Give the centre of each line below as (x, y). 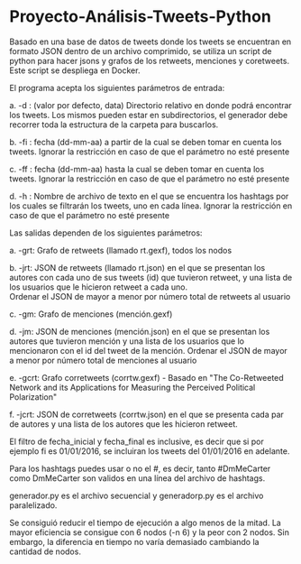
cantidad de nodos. (45, 551)
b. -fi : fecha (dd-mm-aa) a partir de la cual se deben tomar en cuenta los (146, 142)
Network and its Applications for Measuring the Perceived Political (132, 387)
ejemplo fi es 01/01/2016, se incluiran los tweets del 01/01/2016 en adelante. (150, 451)
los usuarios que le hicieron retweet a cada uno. (98, 287)
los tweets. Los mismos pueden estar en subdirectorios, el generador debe (149, 115)
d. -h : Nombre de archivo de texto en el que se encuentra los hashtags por (149, 196)
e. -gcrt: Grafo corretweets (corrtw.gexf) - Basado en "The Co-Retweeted (146, 377)
